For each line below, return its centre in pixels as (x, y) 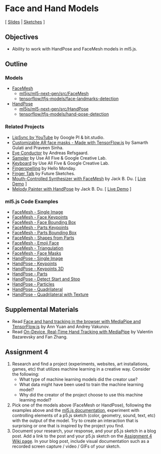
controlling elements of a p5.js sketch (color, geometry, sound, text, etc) (84, 415)
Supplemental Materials (42, 310)
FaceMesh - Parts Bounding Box (44, 233)
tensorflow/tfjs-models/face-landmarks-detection (69, 99)
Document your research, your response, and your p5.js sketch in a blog (84, 431)
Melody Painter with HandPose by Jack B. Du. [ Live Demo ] (72, 189)
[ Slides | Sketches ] (25, 22)
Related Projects (25, 127)
